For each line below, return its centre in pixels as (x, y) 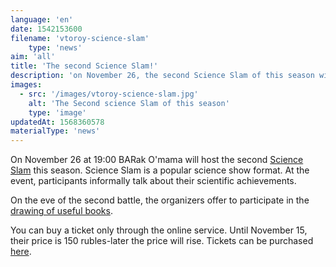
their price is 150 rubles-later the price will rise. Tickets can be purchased (162, 241)
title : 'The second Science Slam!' (84, 66)
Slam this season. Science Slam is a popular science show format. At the (160, 170)
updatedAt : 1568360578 (57, 122)
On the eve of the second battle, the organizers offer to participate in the (160, 200)
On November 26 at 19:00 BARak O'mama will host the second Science (157, 160)
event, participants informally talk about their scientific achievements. (153, 181)
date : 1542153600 (46, 29)
